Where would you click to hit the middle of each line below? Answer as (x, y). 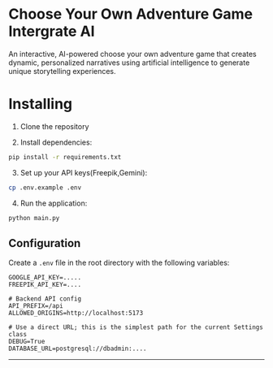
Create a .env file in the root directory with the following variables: (119, 263)
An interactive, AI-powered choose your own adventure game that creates (133, 54)
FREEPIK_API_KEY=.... (45, 285)
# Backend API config (45, 299)
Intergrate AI (52, 31)
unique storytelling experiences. (62, 71)
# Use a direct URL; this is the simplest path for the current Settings (136, 327)
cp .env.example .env (45, 188)
